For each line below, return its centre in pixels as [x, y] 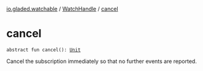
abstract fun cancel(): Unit [44, 50]
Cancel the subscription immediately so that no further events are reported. [102, 61]
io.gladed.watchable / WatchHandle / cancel [62, 9]
